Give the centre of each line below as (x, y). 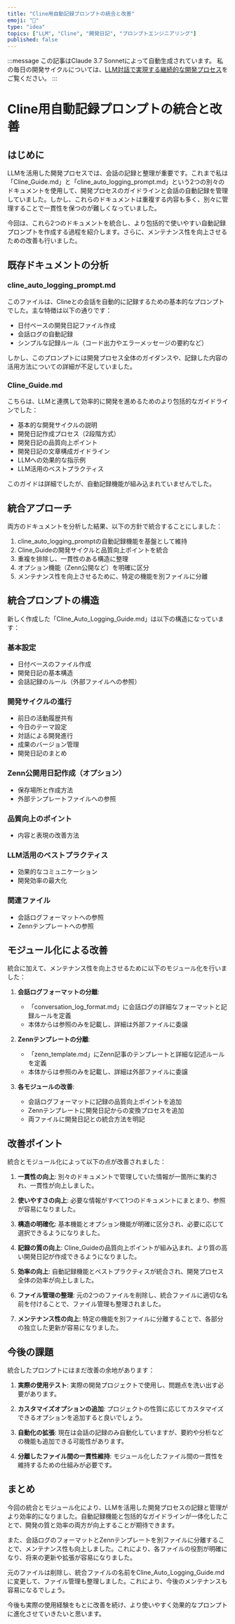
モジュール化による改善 (58, 950)
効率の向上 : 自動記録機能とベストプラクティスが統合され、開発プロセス (121, 1272)
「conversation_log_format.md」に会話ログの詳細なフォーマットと (124, 1007)
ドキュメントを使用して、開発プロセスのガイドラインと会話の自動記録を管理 (117, 191)
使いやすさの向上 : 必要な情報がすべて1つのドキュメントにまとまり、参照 (121, 1201)
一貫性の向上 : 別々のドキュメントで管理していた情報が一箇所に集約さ (117, 1177)
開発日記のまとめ (42, 753)
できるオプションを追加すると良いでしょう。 (82, 1417)
